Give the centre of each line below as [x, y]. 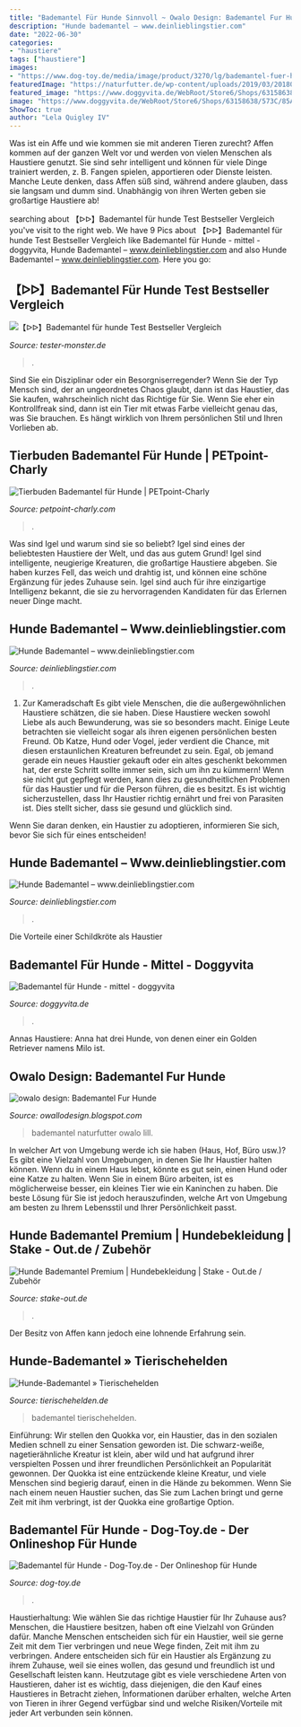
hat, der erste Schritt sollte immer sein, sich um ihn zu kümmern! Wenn [153, 769]
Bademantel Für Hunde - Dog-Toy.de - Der [129, 1530]
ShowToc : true [36, 110]
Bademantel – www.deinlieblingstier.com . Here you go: [110, 259]
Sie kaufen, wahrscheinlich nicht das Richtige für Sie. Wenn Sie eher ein [142, 399]
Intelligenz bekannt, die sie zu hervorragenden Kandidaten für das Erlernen [148, 591]
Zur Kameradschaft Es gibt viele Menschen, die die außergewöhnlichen [154, 703]
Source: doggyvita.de [49, 1004]
